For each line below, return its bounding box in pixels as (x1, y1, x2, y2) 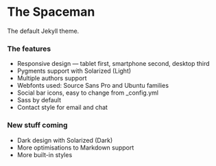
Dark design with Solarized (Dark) (16, 136, 113, 144)
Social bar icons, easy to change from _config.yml (16, 88, 159, 97)
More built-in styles (16, 150, 73, 158)
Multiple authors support (16, 74, 87, 82)
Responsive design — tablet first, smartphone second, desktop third (16, 60, 211, 68)
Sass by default (16, 96, 62, 104)
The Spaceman (7, 4, 95, 20)
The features (7, 44, 51, 54)
